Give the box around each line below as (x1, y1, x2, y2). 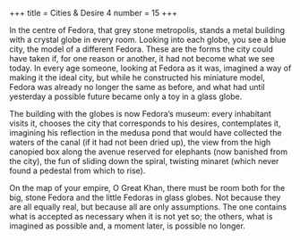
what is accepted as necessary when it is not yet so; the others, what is (9, 211, 273, 221)
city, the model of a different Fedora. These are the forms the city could (9, 44, 273, 54)
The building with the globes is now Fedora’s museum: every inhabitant (9, 109, 271, 119)
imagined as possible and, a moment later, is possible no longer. (9, 220, 246, 231)
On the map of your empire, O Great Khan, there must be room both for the (9, 183, 286, 193)
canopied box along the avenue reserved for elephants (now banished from (9, 146, 288, 157)
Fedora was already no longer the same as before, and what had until (9, 82, 266, 92)
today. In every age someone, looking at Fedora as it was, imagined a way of (9, 62, 292, 73)
